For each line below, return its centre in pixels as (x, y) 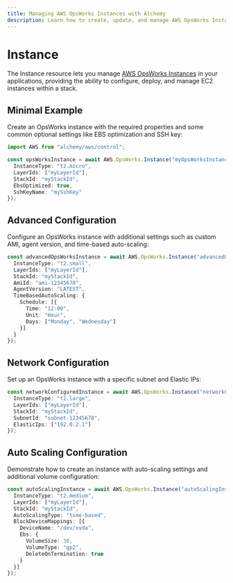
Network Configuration (58, 362)
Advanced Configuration (62, 220)
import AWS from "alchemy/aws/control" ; (67, 147)
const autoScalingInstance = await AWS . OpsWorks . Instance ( (94, 490)
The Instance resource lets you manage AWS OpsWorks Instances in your (113, 74)
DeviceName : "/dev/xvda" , (57, 528)
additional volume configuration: (53, 477)
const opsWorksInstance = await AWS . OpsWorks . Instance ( (89, 160)
